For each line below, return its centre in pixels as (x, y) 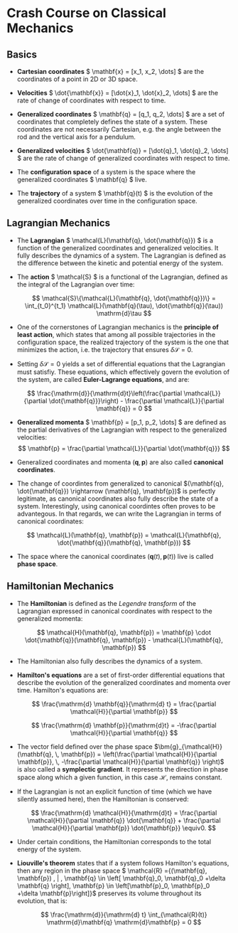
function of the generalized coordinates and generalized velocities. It (118, 247)
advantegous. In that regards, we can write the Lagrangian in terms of (119, 513)
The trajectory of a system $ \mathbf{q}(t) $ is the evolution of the (115, 193)
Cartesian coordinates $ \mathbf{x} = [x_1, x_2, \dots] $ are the (110, 71)
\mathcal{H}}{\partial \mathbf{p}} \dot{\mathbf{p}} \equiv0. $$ (124, 828)
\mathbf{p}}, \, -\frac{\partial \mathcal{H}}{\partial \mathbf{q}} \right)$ (120, 762)
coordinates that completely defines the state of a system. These (112, 122)
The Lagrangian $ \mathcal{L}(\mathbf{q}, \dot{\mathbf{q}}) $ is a (115, 240)
